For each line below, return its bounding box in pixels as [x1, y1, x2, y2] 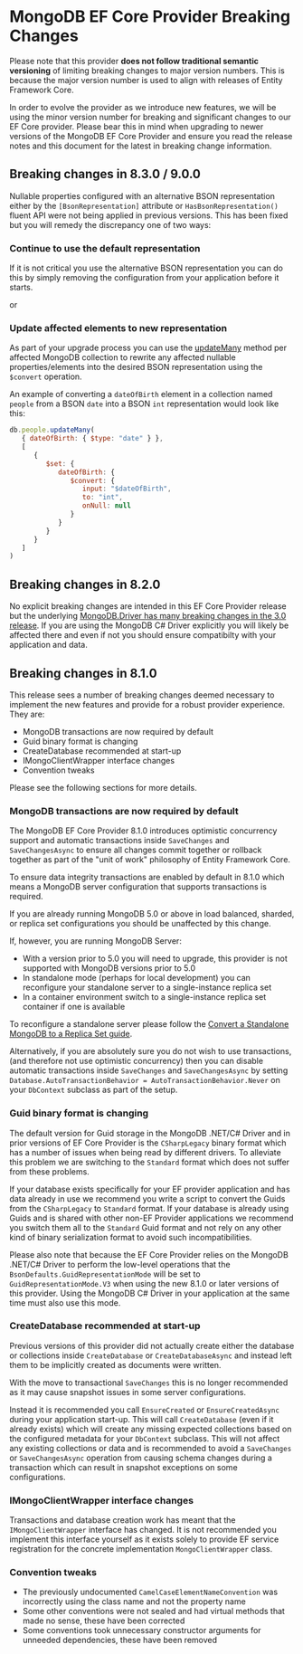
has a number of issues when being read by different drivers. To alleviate [9, 1146, 282, 1157]
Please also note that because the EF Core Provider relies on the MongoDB [9, 1249, 289, 1260]
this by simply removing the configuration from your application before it [9, 272, 279, 283]
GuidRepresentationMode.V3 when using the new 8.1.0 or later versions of [9, 1278, 279, 1288]
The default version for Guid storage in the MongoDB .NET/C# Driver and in [9, 1127, 291, 1138]
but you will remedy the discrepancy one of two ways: [9, 219, 212, 230]
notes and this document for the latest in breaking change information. [9, 140, 272, 151]
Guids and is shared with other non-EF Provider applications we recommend [9, 1212, 294, 1223]
